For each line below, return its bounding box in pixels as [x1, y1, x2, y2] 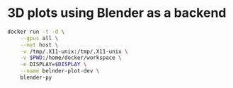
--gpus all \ [20, 34, 59, 42]
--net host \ [20, 41, 59, 49]
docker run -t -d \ [7, 28, 65, 35]
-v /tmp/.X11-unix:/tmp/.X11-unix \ [20, 48, 129, 55]
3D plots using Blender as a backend [7, 5, 227, 21]
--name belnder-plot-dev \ [20, 68, 100, 75]
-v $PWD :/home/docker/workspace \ [20, 54, 122, 61]
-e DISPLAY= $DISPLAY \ [20, 61, 87, 68]
